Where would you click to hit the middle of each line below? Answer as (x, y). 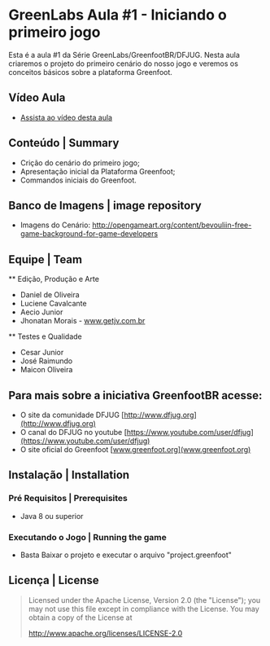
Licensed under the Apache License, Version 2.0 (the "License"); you (144, 600)
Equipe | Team (46, 259)
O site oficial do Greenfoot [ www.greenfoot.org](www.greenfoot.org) (135, 449)
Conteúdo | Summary (64, 143)
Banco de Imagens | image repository (105, 205)
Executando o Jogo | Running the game (87, 537)
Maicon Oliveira (46, 370)
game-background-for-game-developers (89, 234)
